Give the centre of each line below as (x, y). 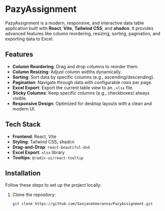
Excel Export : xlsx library (39, 152)
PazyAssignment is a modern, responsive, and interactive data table (75, 23)
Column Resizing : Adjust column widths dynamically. (67, 72)
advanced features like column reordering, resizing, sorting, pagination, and (83, 33)
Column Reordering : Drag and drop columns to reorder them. (76, 66)
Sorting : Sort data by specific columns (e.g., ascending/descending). (83, 77)
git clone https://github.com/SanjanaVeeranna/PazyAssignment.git (82, 204)
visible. (20, 98)
